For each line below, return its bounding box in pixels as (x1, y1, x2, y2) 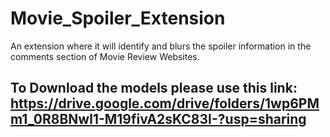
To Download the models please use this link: (10, 80, 298, 97)
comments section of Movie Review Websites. (10, 50, 200, 62)
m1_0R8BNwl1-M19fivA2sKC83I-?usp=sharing (10, 111, 307, 128)
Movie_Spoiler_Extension (10, 7, 226, 30)
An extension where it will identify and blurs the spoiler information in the (10, 40, 312, 52)
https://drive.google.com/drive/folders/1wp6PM (10, 95, 320, 112)
